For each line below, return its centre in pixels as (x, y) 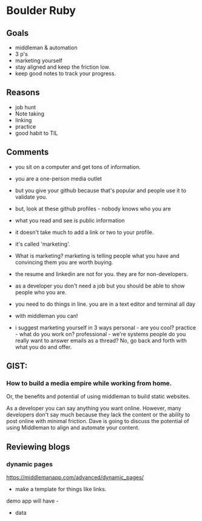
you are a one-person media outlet (58, 178)
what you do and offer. (43, 347)
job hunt (25, 107)
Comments (28, 152)
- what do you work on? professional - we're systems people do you (100, 334)
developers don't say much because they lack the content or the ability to (98, 415)
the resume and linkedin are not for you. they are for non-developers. (101, 274)
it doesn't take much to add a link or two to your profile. (84, 232)
